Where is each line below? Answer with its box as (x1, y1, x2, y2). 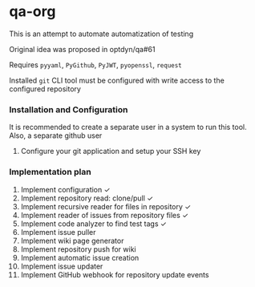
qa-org (9, 2, 56, 21)
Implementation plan (9, 167, 91, 178)
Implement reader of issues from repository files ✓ (20, 210, 189, 220)
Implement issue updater (20, 261, 103, 271)
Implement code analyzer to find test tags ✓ (20, 219, 167, 228)
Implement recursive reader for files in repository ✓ (20, 201, 192, 211)
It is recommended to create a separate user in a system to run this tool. (9, 123, 247, 132)
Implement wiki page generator (20, 236, 124, 245)
